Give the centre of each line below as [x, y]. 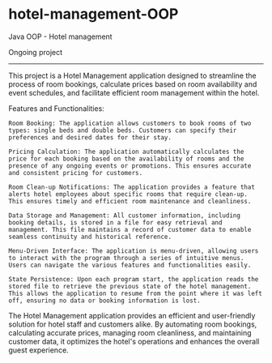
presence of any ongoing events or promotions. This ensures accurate [130, 166]
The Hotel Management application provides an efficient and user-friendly [132, 315]
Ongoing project [36, 52]
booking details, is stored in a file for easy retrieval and [115, 222]
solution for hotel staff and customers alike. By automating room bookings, [133, 324]
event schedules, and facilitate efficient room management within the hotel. [134, 92]
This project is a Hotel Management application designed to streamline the [132, 75]
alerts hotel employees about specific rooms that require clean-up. [128, 194]
